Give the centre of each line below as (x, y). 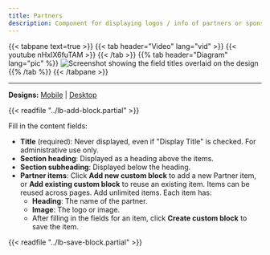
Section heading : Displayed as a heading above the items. (117, 158)
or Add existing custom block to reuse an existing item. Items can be (135, 184)
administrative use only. (59, 150)
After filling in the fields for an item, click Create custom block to (139, 218)
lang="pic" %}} (33, 63)
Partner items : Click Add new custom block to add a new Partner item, (138, 175)
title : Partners (35, 16)
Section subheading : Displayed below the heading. (105, 167)
